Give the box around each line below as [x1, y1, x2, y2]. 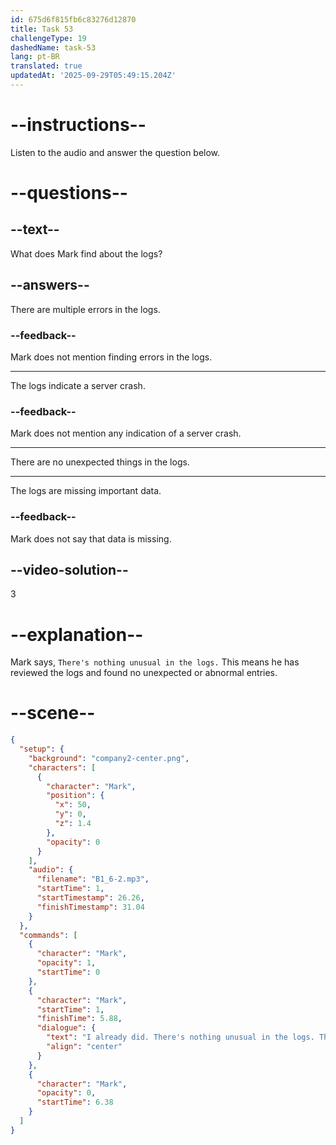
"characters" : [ [28, 762, 97, 773]
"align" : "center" [46, 1042, 123, 1052]
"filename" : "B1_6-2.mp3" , [36, 874, 150, 885]
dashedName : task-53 [10, 42, 97, 53]
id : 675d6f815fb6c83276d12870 [10, 14, 137, 25]
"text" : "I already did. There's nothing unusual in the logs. [46, 1032, 315, 1043]
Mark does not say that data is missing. [10, 532, 172, 545]
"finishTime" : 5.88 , [36, 1014, 123, 1024]
